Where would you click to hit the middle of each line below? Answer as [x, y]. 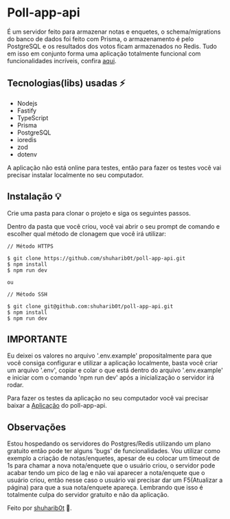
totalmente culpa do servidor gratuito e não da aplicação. [88, 495]
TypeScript [33, 117]
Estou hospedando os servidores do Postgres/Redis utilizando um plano [109, 443]
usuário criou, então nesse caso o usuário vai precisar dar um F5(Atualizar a [115, 480]
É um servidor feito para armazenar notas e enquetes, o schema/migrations [114, 32]
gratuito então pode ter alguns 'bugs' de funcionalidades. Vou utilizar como [114, 451]
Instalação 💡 [34, 197]
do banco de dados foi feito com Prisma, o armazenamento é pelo [101, 38]
